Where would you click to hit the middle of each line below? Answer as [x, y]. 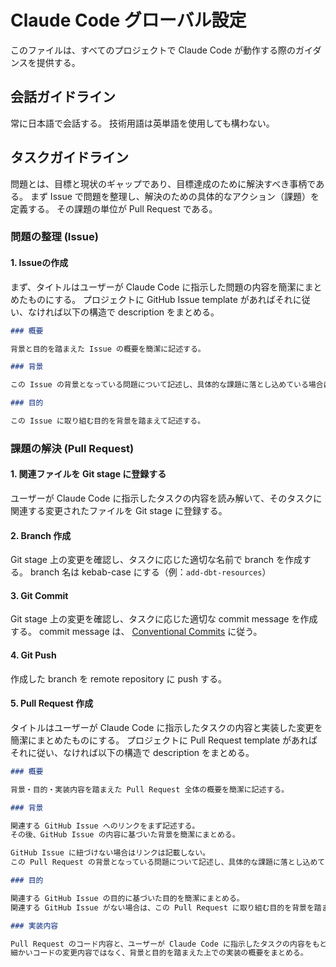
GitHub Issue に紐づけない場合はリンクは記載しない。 [110, 853]
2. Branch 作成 [41, 535]
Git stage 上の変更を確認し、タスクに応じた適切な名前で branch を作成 [156, 560]
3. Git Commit [39, 595]
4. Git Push [33, 655]
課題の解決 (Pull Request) [72, 448]
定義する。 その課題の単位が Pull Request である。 [114, 208]
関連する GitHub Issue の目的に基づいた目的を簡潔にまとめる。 [127, 898]
